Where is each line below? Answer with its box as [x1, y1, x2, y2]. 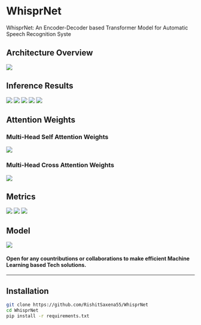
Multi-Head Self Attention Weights [6, 133, 109, 141]
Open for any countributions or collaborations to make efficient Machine [6, 255, 190, 262]
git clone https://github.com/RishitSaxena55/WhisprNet [6, 302, 148, 308]
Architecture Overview [6, 48, 93, 58]
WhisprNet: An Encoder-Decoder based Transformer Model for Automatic [6, 24, 188, 31]
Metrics [6, 191, 36, 201]
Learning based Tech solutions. [6, 261, 87, 268]
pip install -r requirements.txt [6, 313, 90, 319]
